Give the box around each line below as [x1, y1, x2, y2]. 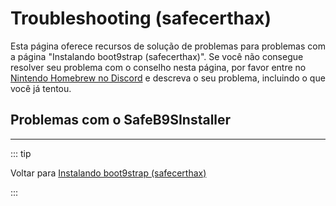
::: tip [10, 147, 32, 159]
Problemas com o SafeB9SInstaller [10, 112, 232, 129]
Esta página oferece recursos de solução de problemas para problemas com [10, 40, 326, 52]
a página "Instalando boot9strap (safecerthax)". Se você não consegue [10, 50, 304, 62]
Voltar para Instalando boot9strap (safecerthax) [10, 167, 207, 179]
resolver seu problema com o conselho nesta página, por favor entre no [10, 61, 307, 73]
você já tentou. [10, 82, 72, 94]
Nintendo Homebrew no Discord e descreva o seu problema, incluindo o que [10, 72, 326, 84]
